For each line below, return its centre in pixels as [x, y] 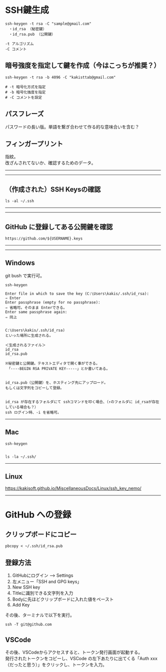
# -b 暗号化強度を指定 [25, 92]
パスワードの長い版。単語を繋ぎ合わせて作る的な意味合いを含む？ [72, 126]
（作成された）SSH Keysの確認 [53, 189]
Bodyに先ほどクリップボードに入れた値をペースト [63, 599]
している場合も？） [22, 407]
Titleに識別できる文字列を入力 [43, 593]
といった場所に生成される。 [29, 335]
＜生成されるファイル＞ [25, 345]
